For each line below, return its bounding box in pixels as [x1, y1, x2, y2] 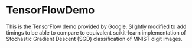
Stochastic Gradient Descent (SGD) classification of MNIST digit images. [6, 35, 183, 42]
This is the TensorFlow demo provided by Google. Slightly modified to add [6, 23, 187, 30]
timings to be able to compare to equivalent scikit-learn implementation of [6, 29, 186, 36]
